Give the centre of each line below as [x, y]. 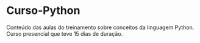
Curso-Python [43, 11]
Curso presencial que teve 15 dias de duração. [65, 33]
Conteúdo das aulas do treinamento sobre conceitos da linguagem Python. [100, 27]
